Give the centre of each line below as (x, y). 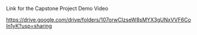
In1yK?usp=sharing (29, 26)
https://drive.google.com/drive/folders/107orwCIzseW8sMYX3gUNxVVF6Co (98, 20)
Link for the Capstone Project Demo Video (57, 8)
